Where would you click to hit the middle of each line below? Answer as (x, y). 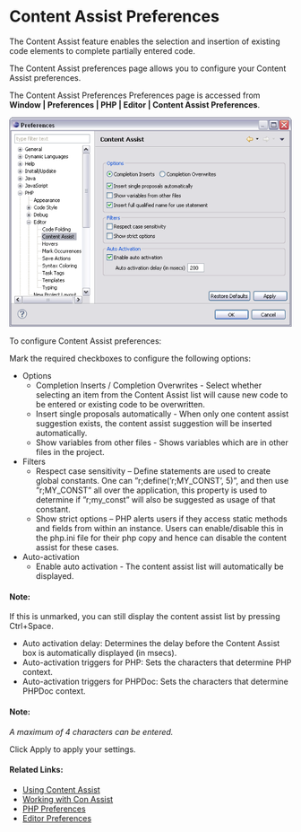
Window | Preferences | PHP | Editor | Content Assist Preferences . (135, 104)
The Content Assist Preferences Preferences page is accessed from (135, 95)
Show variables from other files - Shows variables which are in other (162, 442)
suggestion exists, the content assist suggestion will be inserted (154, 424)
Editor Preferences (57, 818)
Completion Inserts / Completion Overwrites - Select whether (149, 385)
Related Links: (36, 770)
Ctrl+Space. (31, 626)
